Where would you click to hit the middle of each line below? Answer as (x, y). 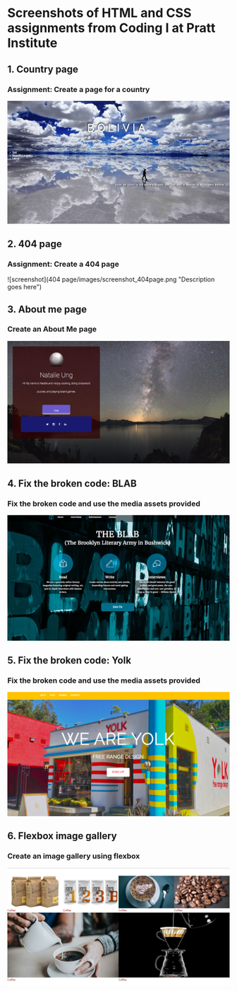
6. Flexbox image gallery (62, 836)
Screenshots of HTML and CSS (99, 13)
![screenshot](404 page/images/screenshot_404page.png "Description (111, 279)
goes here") (25, 287)
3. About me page (47, 309)
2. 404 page (35, 244)
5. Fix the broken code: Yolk (69, 660)
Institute (32, 43)
